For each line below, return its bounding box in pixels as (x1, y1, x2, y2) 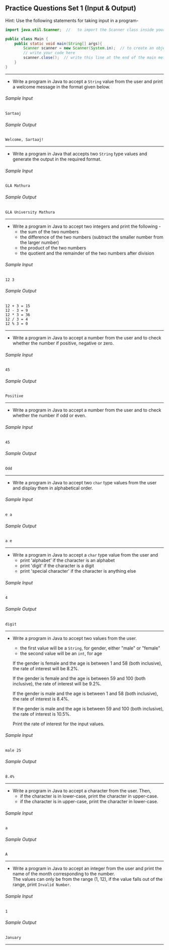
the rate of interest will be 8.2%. (12, 665, 79, 671)
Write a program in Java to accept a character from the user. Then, (12, 788, 151, 794)
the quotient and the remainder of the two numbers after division (20, 250, 154, 256)
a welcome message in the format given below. (12, 83, 111, 90)
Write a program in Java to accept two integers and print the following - (12, 223, 161, 229)
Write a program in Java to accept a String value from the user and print (12, 78, 163, 84)
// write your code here (23, 51, 75, 56)
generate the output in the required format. (12, 156, 102, 162)
